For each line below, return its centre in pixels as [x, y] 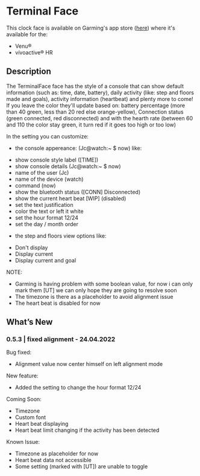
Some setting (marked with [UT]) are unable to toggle [81, 466]
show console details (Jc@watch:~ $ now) [68, 166]
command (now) [35, 185]
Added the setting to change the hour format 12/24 [78, 388]
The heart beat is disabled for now [58, 303]
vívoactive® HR [34, 52]
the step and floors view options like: [61, 236]
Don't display [31, 247]
